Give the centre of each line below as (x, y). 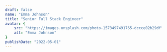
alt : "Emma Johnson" (35, 33)
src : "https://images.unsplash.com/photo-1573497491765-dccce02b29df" (89, 28)
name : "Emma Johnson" (28, 14)
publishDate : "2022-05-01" (33, 42)
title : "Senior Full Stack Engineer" (44, 19)
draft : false (19, 10)
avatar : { (15, 24)
